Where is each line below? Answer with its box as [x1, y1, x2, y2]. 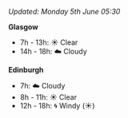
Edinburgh [8, 65, 44, 74]
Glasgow [8, 22, 38, 31]
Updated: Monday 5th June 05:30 [8, 7, 121, 16]
